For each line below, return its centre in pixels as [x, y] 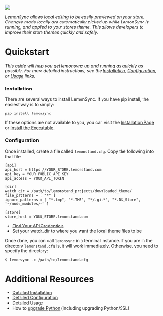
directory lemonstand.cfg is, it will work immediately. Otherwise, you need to [82, 246]
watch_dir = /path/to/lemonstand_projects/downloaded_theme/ [69, 191]
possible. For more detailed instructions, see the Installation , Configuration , [81, 70]
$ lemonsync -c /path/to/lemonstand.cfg [47, 260]
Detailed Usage [28, 303]
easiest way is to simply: [30, 105]
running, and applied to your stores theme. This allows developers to [74, 27]
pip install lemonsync [28, 113]
